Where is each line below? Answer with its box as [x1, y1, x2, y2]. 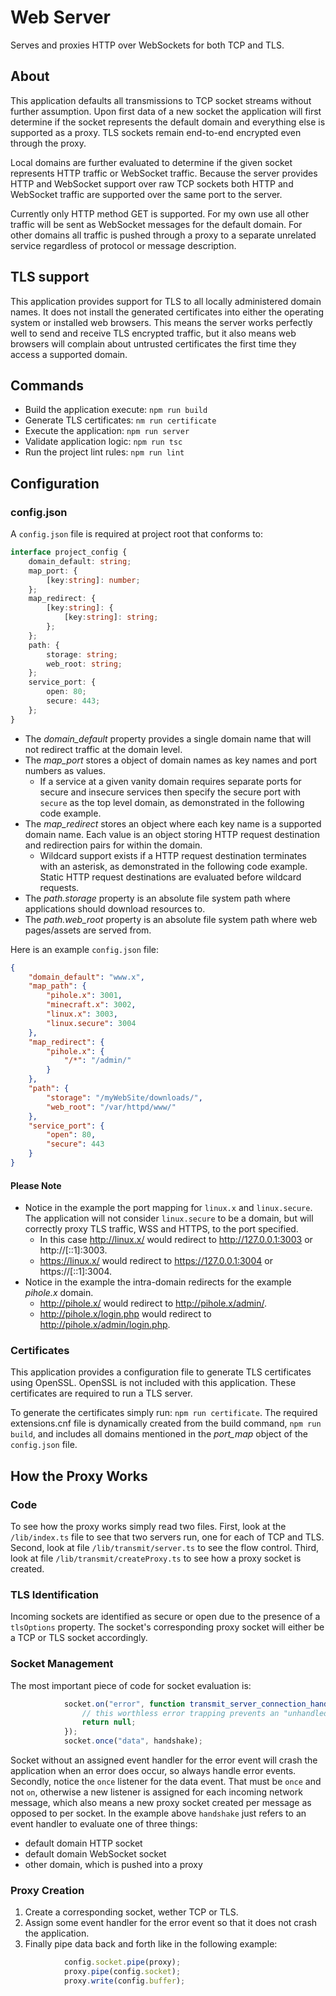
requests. [39, 881, 80, 893]
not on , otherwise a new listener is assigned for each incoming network [10, 1786, 303, 1798]
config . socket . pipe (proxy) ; [63, 1957, 182, 1968]
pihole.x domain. [24, 1287, 94, 1299]
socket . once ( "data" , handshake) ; [63, 1736, 203, 1746]
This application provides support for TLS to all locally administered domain [10, 295, 322, 307]
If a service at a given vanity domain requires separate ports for [39, 775, 302, 787]
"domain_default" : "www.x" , [28, 972, 145, 982]
